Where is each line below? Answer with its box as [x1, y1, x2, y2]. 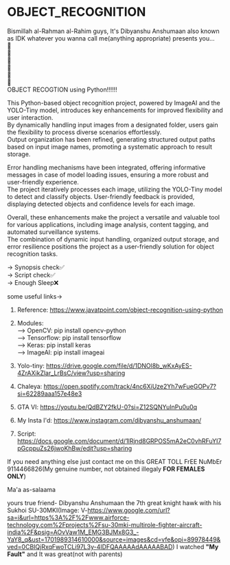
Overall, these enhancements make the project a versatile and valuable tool [7, 213, 220, 221]
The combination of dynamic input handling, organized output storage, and [7, 235, 220, 243]
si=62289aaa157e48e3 [16, 390, 82, 398]
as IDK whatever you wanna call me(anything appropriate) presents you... [7, 34, 215, 42]
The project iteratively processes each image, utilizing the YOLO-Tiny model [7, 185, 223, 193]
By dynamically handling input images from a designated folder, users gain [7, 120, 218, 129]
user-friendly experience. [7, 178, 79, 186]
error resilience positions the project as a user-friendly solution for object [7, 242, 215, 250]
